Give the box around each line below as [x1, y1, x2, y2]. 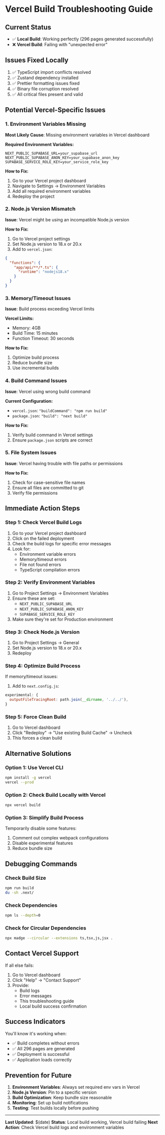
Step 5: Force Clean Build [5, 713, 66, 720]
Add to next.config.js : [12, 683, 59, 689]
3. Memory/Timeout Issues [5, 295, 71, 301]
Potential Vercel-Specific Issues [5, 106, 106, 114]
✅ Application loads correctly [12, 1056, 72, 1063]
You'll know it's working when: [5, 1030, 67, 1036]
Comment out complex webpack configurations [12, 835, 109, 841]
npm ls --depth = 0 [5, 913, 41, 918]
